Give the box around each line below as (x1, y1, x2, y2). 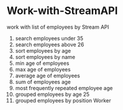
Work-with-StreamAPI (6, 4, 118, 18)
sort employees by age (15, 47, 71, 54)
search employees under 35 (15, 35, 84, 42)
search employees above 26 (15, 41, 84, 48)
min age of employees (15, 60, 69, 67)
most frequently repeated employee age (15, 84, 113, 91)
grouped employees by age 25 (15, 91, 90, 98)
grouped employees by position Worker (15, 97, 111, 104)
